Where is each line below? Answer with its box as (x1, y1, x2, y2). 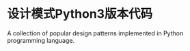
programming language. (7, 36, 75, 44)
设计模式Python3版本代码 (7, 6, 152, 22)
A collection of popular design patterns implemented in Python (7, 29, 184, 37)
